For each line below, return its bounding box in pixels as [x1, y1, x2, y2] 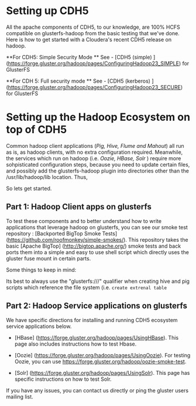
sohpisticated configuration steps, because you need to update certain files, [6, 161, 190, 168]
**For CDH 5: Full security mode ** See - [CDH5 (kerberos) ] [6, 77, 154, 84]
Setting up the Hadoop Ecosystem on [6, 110, 191, 124]
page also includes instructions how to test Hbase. [14, 340, 137, 347]
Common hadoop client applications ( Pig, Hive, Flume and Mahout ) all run [6, 142, 184, 149]
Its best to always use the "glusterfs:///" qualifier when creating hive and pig [6, 278, 190, 285]
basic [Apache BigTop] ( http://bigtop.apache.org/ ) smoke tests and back [6, 242, 181, 249]
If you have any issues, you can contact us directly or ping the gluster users [6, 387, 189, 394]
